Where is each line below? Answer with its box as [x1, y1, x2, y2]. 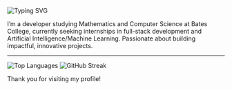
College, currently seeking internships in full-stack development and [7, 27, 202, 35]
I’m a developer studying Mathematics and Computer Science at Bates [7, 20, 208, 27]
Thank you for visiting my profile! [7, 75, 101, 82]
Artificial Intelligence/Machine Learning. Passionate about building [7, 34, 196, 43]
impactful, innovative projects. [7, 42, 93, 49]
